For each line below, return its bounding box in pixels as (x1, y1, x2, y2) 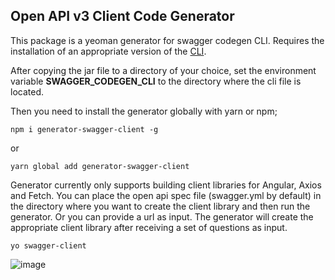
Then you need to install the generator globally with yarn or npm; (10, 105, 278, 117)
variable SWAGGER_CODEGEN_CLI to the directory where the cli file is (10, 75, 302, 87)
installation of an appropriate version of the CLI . (10, 45, 207, 57)
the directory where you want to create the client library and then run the (10, 200, 311, 212)
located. (10, 85, 44, 98)
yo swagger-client (10, 240, 87, 251)
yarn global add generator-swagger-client (10, 161, 190, 171)
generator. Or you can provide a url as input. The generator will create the (10, 210, 314, 223)
